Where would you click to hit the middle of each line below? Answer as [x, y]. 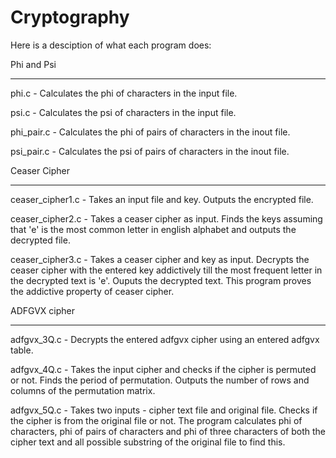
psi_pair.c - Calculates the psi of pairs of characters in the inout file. [150, 151]
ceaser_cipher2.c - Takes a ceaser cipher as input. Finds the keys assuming [166, 218]
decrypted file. [40, 240]
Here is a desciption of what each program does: [111, 45]
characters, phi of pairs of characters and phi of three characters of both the [168, 431]
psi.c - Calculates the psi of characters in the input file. [123, 112]
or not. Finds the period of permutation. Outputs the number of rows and [160, 380]
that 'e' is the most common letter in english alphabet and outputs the [153, 229]
